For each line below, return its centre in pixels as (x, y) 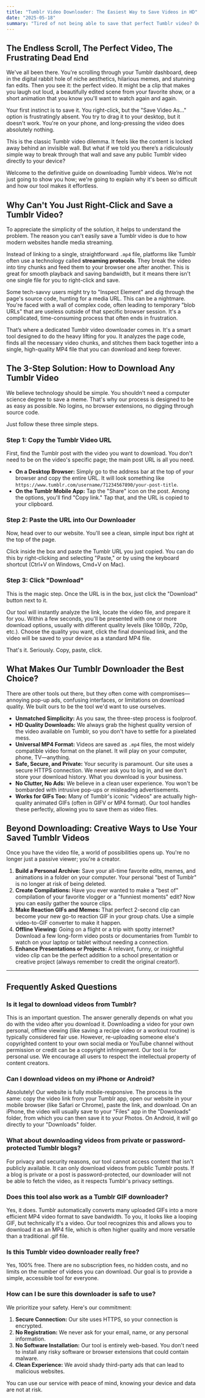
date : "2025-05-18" (31, 18)
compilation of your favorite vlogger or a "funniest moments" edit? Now (105, 897)
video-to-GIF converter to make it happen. (68, 923)
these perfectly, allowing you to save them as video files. (87, 809)
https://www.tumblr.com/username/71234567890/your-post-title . (97, 485)
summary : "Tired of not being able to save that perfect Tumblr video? (99, 23)
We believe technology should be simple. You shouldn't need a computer (98, 392)
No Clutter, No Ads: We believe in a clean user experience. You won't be (106, 783)
